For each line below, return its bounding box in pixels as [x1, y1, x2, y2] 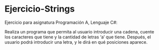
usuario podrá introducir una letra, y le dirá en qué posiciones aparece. [4, 39, 148, 45]
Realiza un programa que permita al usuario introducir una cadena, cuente [4, 29, 155, 34]
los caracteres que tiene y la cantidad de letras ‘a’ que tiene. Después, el [4, 34, 151, 40]
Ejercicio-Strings [4, 3, 75, 15]
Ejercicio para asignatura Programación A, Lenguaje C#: [4, 19, 118, 25]
